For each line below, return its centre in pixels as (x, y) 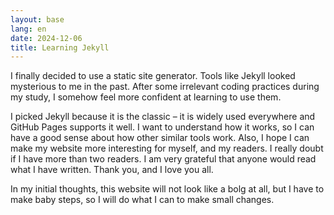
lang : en (28, 29)
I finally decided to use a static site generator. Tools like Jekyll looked (153, 76)
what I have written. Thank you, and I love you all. (112, 170)
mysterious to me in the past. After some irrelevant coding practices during (165, 87)
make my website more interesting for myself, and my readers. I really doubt (167, 148)
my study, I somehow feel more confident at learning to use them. (146, 97)
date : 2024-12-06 (46, 38)
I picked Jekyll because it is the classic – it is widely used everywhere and (163, 117)
